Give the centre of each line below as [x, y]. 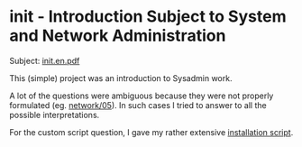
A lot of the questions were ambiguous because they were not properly [142, 96]
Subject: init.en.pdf [45, 60]
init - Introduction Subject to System [148, 17]
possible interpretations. [55, 115]
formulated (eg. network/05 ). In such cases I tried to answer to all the [138, 105]
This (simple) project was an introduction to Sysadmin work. [121, 78]
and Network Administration [118, 36]
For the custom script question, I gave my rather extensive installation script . [151, 132]
